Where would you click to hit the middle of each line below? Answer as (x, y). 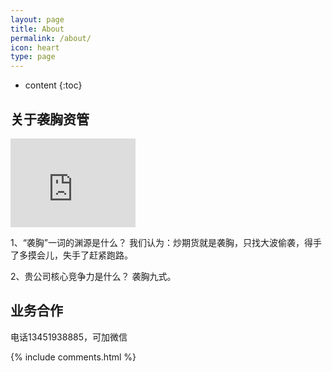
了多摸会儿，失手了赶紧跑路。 (71, 255)
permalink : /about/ (51, 38)
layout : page (37, 19)
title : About (37, 29)
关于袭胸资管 (50, 119)
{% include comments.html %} (73, 357)
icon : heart (35, 47)
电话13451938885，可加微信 (69, 337)
